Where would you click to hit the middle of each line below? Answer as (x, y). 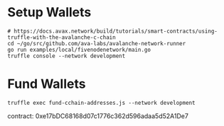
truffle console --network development (66, 56)
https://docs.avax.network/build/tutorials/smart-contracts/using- (116, 31)
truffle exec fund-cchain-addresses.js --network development (101, 103)
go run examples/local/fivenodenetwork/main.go (79, 50)
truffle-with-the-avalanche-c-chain (62, 37)
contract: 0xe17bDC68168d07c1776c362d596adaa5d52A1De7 (98, 116)
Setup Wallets (49, 12)
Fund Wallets (47, 84)
